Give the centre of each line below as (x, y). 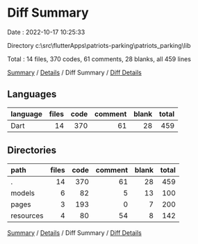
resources (27, 215)
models (23, 193)
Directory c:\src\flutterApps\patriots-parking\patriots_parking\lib (99, 45)
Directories (32, 151)
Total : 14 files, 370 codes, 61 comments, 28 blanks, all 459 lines (99, 59)
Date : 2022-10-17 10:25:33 (46, 32)
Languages (32, 94)
